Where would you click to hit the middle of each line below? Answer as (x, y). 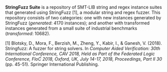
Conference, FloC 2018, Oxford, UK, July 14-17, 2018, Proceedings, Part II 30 (84, 59)
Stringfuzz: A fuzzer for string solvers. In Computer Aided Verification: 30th (83, 48)
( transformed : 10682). (28, 34)
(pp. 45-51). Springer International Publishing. (52, 64)
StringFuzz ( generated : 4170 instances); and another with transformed (78, 23)
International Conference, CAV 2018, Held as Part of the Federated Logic (80, 54)
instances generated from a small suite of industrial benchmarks (71, 28)
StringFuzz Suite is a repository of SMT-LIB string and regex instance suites (83, 7)
